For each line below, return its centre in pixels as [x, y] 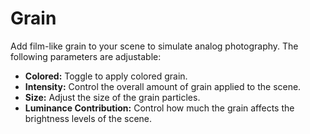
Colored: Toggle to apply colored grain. [106, 76]
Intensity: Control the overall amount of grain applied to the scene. [163, 86]
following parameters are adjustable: [86, 56]
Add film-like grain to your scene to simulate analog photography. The [154, 46]
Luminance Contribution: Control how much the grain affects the [159, 108]
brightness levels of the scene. [88, 118]
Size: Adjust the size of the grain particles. [112, 97]
